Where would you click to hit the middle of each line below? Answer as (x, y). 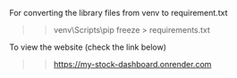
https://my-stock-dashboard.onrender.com (132, 64)
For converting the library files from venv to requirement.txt (118, 13)
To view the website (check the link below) (88, 47)
